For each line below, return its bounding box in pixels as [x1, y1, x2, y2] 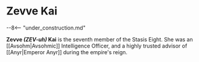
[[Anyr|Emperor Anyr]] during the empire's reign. [6, 48, 128, 55]
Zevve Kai [6, 4, 58, 18]
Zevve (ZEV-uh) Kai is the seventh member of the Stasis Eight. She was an [6, 36, 193, 43]
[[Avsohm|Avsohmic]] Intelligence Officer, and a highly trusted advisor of [6, 42, 188, 49]
